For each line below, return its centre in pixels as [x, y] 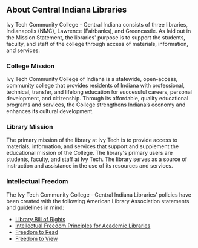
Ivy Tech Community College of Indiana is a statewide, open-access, [92, 79]
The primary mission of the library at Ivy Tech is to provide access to [92, 140]
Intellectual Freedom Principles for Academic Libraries [83, 226]
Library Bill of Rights [40, 219]
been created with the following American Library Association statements [98, 201]
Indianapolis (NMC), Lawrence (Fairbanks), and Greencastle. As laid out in [99, 31]
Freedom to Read [37, 232]
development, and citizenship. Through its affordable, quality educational [97, 99]
